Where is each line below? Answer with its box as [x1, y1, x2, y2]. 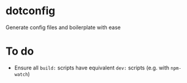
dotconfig [5, 4, 56, 18]
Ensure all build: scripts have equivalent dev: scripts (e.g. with [14, 64, 170, 71]
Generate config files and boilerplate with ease [5, 24, 121, 31]
